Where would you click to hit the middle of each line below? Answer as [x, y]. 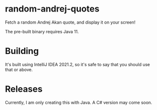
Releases [24, 89]
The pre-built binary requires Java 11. [42, 31]
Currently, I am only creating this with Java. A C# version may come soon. [78, 102]
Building [22, 51]
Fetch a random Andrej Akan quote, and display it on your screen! [70, 22]
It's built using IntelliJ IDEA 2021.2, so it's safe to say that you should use [78, 64]
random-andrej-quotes [52, 9]
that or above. [19, 69]
